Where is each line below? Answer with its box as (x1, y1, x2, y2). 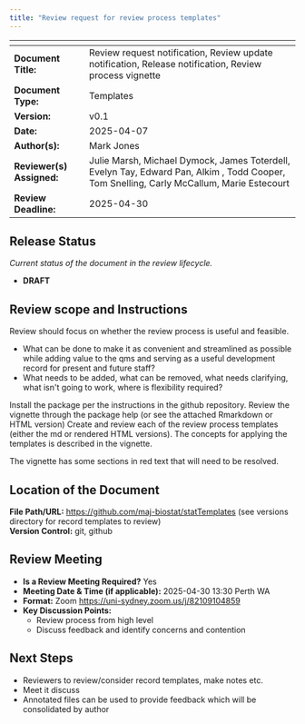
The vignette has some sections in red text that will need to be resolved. (9, 456, 280, 467)
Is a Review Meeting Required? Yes (22, 576, 157, 587)
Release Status (9, 233, 97, 250)
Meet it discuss (22, 684, 80, 695)
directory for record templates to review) (9, 516, 162, 527)
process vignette (89, 69, 162, 82)
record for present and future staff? (22, 362, 156, 373)
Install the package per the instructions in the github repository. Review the (9, 400, 290, 411)
